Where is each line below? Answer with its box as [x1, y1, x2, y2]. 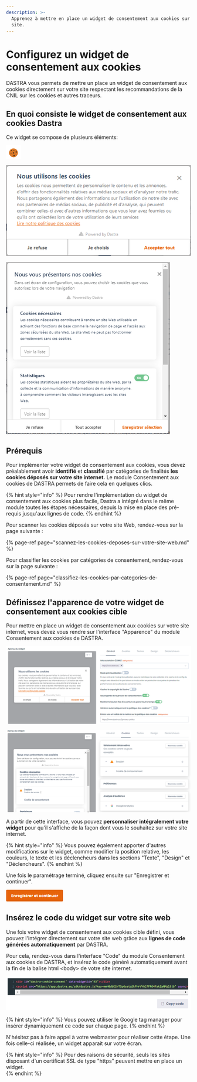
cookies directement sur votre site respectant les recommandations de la [6, 86, 183, 93]
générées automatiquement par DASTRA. [6, 941, 108, 948]
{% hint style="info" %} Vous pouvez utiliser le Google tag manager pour [6, 1016, 183, 1023]
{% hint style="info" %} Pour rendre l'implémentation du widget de [6, 491, 168, 499]
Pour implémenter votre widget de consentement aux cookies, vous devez [6, 462, 186, 469]
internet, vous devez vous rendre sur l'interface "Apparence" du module [6, 629, 180, 636]
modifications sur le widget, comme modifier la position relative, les [6, 848, 169, 855]
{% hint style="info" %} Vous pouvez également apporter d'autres [6, 841, 166, 849]
